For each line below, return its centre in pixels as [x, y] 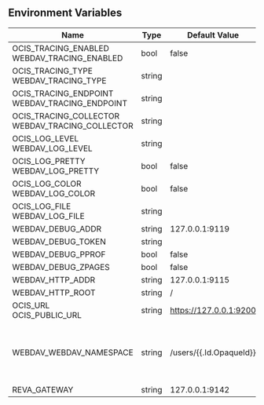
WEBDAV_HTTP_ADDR [54, 279]
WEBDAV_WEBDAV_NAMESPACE [73, 352]
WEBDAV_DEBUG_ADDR [57, 228]
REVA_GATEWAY [43, 389]
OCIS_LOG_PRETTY [49, 161]
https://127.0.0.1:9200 [213, 310]
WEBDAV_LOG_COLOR [54, 193]
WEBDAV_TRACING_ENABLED [68, 58]
